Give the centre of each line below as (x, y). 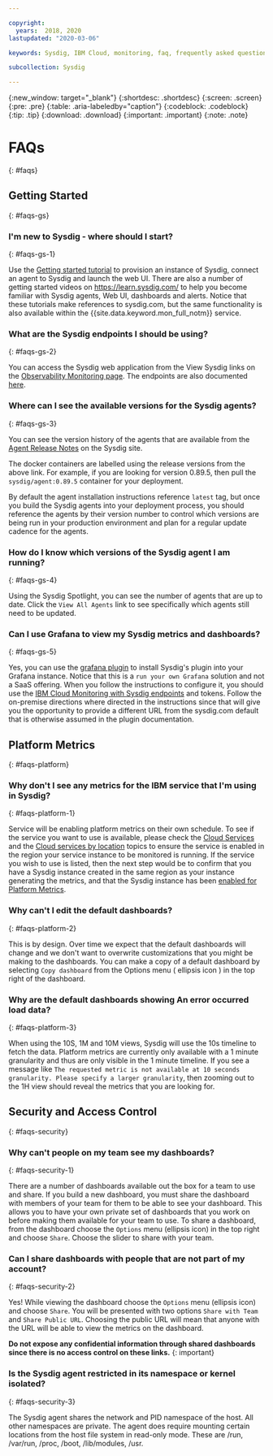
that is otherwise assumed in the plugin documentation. (102, 719)
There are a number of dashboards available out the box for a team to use (132, 1186)
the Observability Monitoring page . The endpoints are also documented (128, 376)
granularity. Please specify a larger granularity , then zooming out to (131, 1078)
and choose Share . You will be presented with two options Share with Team (133, 1311)
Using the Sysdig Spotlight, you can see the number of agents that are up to (136, 596)
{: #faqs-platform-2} (43, 928)
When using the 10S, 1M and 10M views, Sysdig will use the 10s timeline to (133, 1043)
